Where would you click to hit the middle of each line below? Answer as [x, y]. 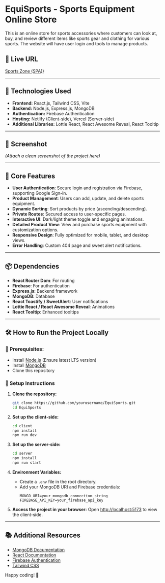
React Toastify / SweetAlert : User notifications [60, 301]
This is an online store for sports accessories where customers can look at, [81, 33]
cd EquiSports [27, 408]
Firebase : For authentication [41, 286]
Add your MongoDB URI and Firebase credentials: [70, 487]
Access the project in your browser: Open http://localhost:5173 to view [85, 509]
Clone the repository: [34, 394]
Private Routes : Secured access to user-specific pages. [69, 214]
